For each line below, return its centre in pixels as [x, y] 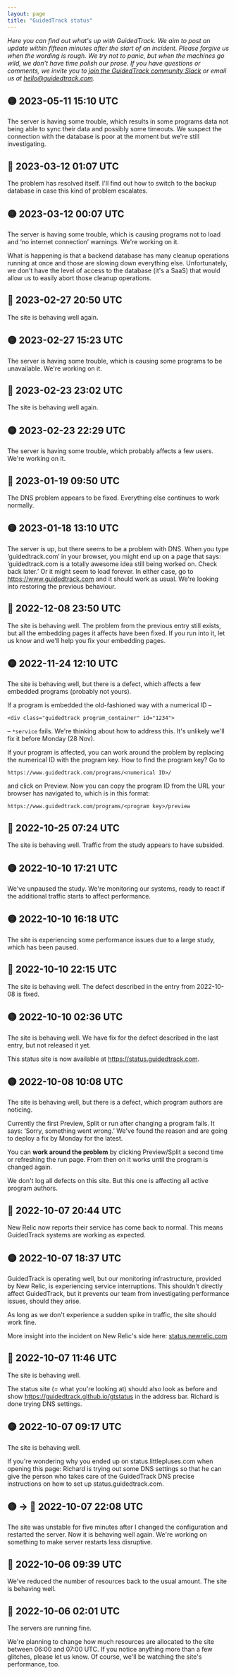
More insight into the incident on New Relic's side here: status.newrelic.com [117, 1335]
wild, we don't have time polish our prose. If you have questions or [104, 63]
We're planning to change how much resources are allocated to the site [111, 1641]
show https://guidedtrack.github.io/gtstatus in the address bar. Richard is [113, 1396]
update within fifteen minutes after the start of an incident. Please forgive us [118, 48]
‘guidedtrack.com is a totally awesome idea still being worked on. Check [112, 564]
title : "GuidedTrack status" [50, 20]
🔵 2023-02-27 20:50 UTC [65, 300]
